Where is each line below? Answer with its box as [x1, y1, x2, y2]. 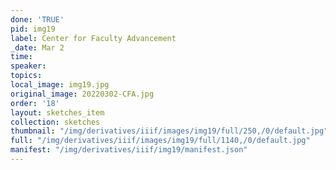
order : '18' [10, 98, 60, 108]
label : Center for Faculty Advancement [10, 33, 177, 43]
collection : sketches [10, 117, 101, 127]
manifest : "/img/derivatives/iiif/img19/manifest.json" [10, 145, 248, 155]
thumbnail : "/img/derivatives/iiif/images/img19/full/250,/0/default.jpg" [10, 126, 329, 136]
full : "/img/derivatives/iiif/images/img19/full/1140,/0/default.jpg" [10, 136, 311, 146]
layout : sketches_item [10, 107, 105, 118]
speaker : [10, 61, 47, 71]
